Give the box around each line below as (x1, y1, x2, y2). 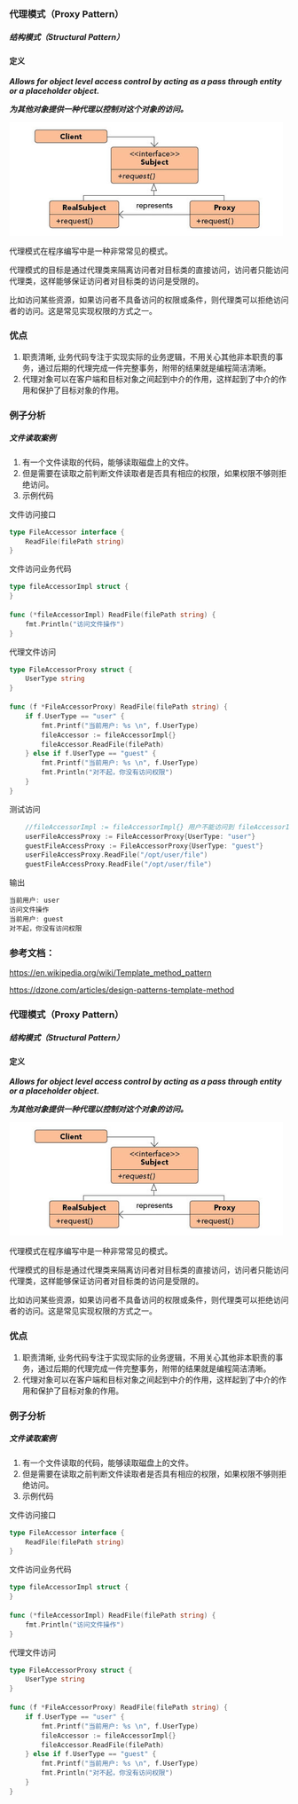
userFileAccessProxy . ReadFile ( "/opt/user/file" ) (25, 851, 208, 859)
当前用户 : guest (9, 914, 64, 923)
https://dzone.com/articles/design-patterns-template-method (9, 984, 235, 995)
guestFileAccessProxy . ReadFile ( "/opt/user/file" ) (25, 860, 213, 869)
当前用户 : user (9, 896, 60, 906)
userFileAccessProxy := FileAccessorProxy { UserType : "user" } (25, 832, 255, 841)
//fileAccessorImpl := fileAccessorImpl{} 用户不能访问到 (25, 822, 235, 831)
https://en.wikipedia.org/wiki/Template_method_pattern (9, 967, 212, 977)
